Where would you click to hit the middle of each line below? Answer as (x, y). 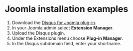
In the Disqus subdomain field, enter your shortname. (66, 43)
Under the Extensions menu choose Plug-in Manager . (67, 38)
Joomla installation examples (66, 9)
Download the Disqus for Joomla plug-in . (54, 23)
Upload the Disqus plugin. (38, 33)
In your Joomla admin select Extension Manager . (63, 27)
